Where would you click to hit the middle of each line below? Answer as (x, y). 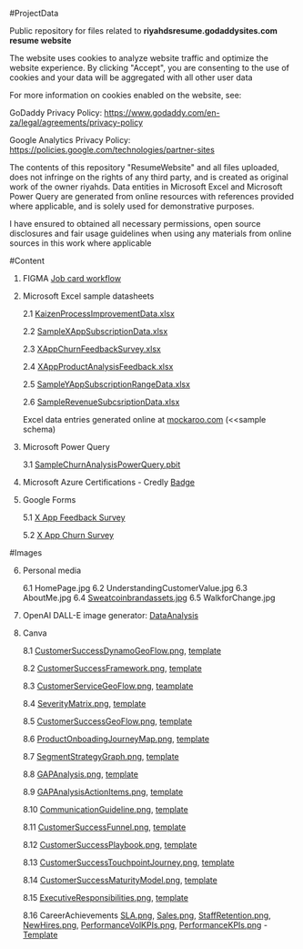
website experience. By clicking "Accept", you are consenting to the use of (149, 68)
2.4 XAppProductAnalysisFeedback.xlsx (98, 367)
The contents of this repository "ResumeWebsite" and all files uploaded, (144, 167)
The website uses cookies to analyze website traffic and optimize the (139, 58)
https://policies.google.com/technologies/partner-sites (112, 150)
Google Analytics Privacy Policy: (70, 140)
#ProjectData (34, 13)
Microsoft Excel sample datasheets (88, 296)
